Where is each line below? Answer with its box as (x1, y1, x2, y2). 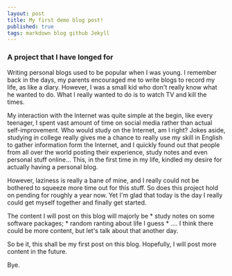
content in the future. (7, 247, 68, 255)
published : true (7, 23, 54, 30)
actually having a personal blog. (7, 162, 98, 171)
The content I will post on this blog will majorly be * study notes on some (7, 212, 215, 220)
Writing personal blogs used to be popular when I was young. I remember (7, 68, 217, 76)
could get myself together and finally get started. (7, 198, 147, 207)
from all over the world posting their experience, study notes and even (7, 148, 208, 156)
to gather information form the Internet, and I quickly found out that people (7, 140, 220, 149)
